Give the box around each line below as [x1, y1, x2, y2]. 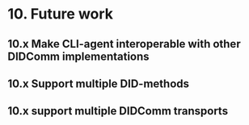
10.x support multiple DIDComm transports [7, 104, 228, 118]
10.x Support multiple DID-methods [7, 77, 190, 90]
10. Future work [7, 5, 114, 23]
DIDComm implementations [7, 49, 150, 63]
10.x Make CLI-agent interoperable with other [7, 37, 241, 51]
